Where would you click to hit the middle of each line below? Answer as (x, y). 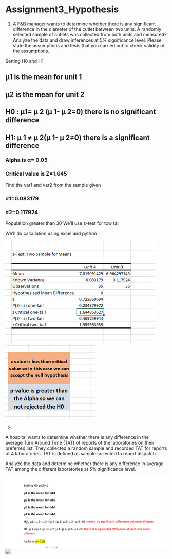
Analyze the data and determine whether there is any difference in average (84, 464)
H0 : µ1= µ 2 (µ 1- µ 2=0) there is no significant (81, 112)
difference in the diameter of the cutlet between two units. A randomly (87, 29)
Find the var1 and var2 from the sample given (53, 185)
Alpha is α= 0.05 (26, 160)
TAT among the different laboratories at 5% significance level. (71, 469)
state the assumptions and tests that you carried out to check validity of (89, 45)
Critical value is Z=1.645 (36, 174)
